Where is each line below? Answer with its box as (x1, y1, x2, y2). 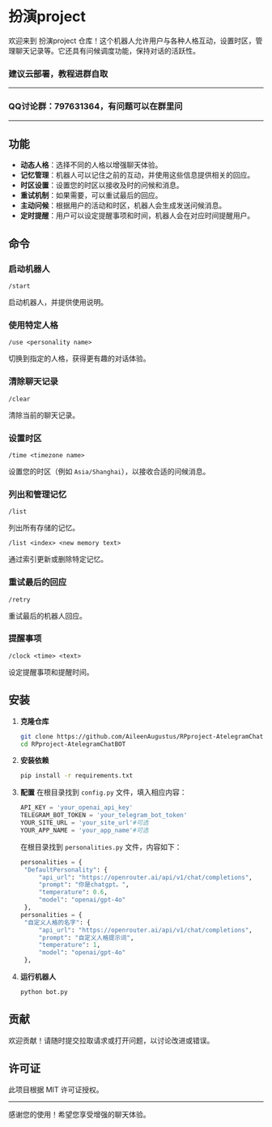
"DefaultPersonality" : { (23, 865, 108, 874)
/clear (8, 395, 31, 403)
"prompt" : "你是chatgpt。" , (38, 881, 130, 889)
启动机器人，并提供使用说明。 (8, 298, 108, 307)
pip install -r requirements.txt (19, 772, 134, 780)
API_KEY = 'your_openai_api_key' (19, 803, 134, 812)
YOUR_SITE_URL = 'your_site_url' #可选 (19, 819, 149, 827)
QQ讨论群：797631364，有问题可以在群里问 (8, 101, 183, 112)
